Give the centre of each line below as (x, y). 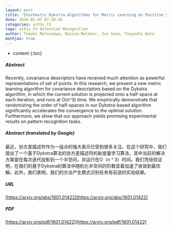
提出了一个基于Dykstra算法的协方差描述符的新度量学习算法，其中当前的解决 (85, 153)
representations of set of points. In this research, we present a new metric (83, 83)
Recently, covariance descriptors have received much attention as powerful (85, 78)
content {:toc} (27, 53)
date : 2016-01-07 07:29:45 (34, 19)
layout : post (19, 10)
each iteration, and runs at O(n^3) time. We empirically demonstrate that (81, 99)
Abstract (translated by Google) (40, 133)
